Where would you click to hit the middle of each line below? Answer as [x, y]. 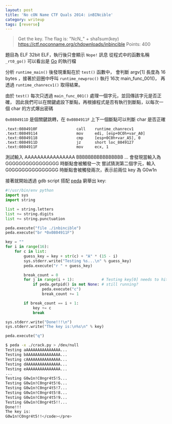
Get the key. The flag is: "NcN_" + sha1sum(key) [68, 39]
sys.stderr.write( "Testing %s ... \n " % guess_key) [78, 261]
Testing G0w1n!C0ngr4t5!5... [36, 378]
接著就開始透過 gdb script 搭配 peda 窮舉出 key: [56, 181]
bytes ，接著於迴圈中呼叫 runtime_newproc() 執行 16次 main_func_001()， [82, 79]
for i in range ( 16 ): [27, 247]
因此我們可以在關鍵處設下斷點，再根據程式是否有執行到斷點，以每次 [87, 102]
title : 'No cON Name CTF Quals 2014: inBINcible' [59, 15]
